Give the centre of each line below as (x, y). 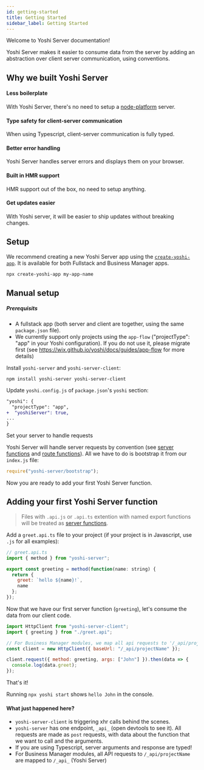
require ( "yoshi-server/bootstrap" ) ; (53, 471)
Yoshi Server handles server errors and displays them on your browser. (95, 162)
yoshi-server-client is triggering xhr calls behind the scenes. (93, 722)
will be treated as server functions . (64, 523)
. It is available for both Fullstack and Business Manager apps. (92, 263)
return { (23, 574)
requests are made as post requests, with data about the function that (102, 735)
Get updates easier (31, 203)
